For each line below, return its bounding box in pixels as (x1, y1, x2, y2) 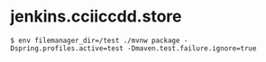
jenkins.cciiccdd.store (10, 6, 182, 27)
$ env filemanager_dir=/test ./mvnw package (10, 36, 180, 45)
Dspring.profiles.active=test (10, 43, 124, 53)
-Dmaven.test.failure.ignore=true (126, 43, 257, 53)
